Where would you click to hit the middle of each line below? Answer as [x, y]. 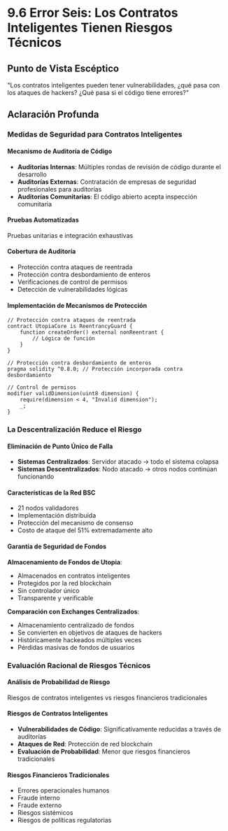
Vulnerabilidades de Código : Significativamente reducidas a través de [119, 729]
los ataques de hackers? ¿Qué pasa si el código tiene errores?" [98, 93]
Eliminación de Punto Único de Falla [60, 446]
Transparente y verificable [55, 598]
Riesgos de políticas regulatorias [64, 821]
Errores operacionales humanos [63, 790]
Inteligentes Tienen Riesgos [90, 28]
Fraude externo [40, 805]
